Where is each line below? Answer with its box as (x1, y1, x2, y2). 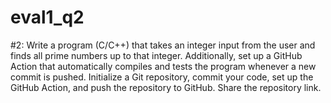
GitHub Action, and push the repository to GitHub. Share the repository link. (10, 81, 322, 93)
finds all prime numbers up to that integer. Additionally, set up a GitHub (10, 49, 303, 61)
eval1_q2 (10, 6, 85, 29)
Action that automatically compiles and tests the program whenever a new (10, 60, 317, 72)
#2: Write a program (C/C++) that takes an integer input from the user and (10, 39, 316, 51)
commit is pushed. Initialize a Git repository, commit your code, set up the (10, 71, 314, 83)
